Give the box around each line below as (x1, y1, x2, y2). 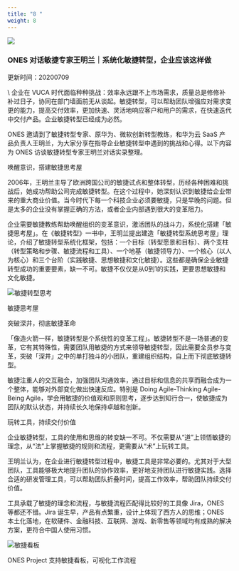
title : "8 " (7, 10, 43, 18)
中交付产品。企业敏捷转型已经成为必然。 (7, 115, 126, 123)
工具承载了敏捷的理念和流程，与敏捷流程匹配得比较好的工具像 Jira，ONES (7, 498, 225, 507)
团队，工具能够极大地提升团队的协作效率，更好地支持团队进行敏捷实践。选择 (7, 465, 232, 474)
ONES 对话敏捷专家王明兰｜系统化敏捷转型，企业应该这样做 (7, 55, 212, 65)
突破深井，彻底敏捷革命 (7, 319, 76, 327)
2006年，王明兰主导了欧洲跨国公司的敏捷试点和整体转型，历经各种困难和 (7, 178, 223, 186)
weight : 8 (7, 17, 37, 24)
